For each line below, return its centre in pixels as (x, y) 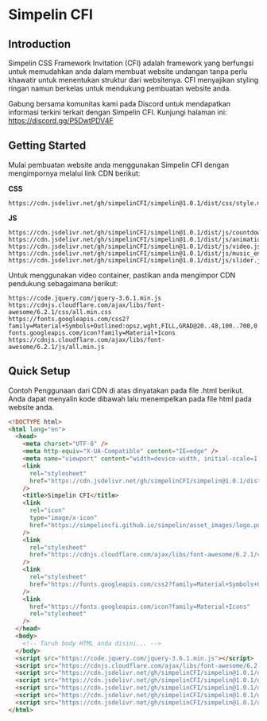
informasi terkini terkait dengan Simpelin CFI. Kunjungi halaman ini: (118, 112)
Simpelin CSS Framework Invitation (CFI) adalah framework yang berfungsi (131, 63)
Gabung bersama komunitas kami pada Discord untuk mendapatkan (120, 104)
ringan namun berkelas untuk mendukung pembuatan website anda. (120, 88)
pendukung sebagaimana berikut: (63, 283)
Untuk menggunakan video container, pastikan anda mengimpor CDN (122, 275)
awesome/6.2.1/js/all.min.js (56, 347)
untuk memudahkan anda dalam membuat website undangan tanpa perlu (128, 72)
